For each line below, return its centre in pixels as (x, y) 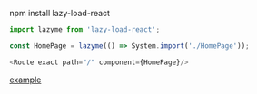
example (25, 80)
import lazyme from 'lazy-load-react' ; (85, 30)
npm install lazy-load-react (60, 13)
